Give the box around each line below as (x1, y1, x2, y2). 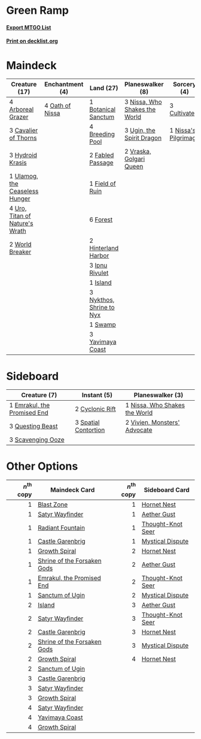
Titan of (9, 212, 31, 220)
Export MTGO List (6, 23, 51, 31)
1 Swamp (89, 320, 116, 329)
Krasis (9, 158, 27, 167)
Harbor (89, 251, 109, 260)
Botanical (89, 106, 115, 114)
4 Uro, (9, 205, 27, 213)
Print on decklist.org (6, 37, 58, 45)
